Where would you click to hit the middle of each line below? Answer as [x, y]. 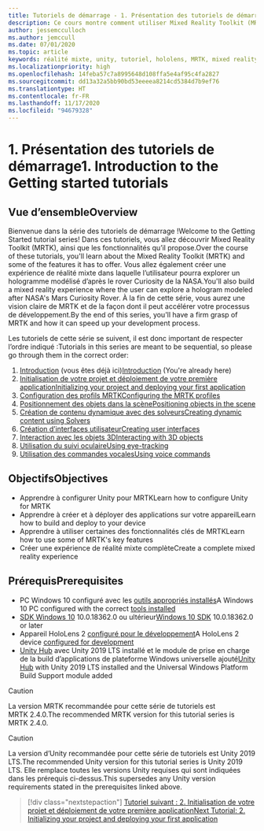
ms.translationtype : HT [47, 89]
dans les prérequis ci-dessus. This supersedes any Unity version [112, 778]
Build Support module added [66, 675]
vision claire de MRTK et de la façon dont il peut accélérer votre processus [129, 306]
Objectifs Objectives [58, 479]
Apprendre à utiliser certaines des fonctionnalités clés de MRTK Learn [132, 531]
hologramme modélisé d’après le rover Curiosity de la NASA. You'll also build [132, 281]
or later [31, 625]
